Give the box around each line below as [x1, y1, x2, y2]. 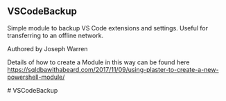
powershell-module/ [7, 73, 65, 81]
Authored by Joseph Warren [7, 44, 88, 53]
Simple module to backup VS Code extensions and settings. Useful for [7, 24, 208, 32]
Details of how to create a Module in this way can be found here [7, 58, 190, 66]
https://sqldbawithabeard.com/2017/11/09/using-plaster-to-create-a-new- [7, 65, 219, 73]
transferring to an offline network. [7, 31, 104, 39]
